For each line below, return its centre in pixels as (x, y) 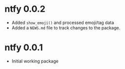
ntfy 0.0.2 (25, 9)
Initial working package (35, 61)
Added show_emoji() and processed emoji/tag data (63, 23)
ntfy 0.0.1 (24, 48)
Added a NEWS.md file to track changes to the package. (66, 27)
